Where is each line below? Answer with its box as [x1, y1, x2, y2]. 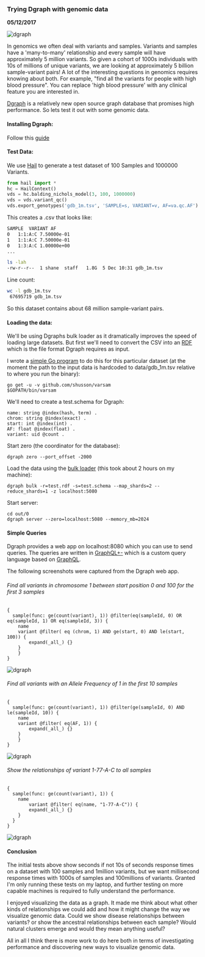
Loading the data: [7, 319, 52, 326]
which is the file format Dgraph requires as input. [7, 345, 130, 353]
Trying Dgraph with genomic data [7, 5, 109, 13]
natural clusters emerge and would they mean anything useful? [7, 925, 165, 933]
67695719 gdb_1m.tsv [9, 294, 62, 300]
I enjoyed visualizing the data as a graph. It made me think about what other [7, 899, 198, 907]
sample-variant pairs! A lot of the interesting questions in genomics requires [7, 69, 198, 76]
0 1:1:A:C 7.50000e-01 [7, 231, 70, 237]
